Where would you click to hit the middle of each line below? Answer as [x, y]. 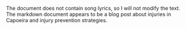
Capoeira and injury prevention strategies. [57, 20]
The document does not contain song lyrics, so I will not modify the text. [93, 8]
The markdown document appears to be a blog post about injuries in [89, 14]
